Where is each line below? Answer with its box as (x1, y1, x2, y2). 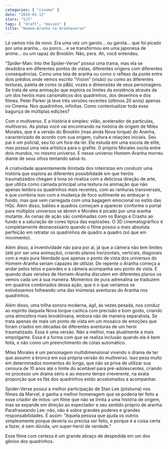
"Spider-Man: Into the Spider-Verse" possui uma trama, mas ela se (5, 60, 143, 66)
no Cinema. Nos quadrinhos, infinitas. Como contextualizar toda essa (5, 103, 148, 109)
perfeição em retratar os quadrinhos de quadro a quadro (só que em (5, 229, 146, 235)
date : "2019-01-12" (5, 12, 46, 17)
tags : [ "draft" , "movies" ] (5, 21, 66, 27)
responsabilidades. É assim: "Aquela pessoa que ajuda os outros (5, 413, 139, 419)
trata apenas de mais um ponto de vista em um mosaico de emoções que (5, 318, 157, 324)
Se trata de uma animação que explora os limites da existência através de (5, 87, 157, 93)
